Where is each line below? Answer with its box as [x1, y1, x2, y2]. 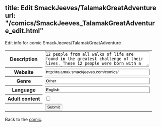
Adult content [7, 95, 40, 102]
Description [10, 56, 38, 63]
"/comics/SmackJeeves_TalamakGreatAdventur [5, 19, 155, 27]
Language [12, 86, 36, 93]
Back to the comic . [5, 116, 43, 122]
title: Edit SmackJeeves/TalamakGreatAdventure [5, 4, 157, 12]
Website [14, 69, 34, 76]
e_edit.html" [5, 27, 44, 35]
